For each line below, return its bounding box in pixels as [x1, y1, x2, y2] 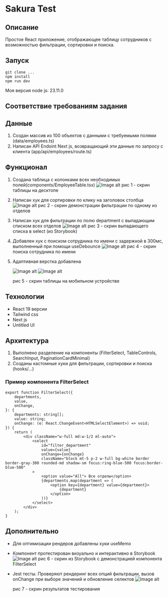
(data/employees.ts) [12, 138, 54, 144]
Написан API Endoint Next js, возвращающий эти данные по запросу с [12, 143, 163, 149]
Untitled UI [12, 322, 35, 328]
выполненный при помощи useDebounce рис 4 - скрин [12, 243, 156, 249]
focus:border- [133, 460, 163, 466]
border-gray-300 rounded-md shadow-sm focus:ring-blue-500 [5, 460, 132, 466]
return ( [14, 429, 33, 435]
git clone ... [5, 70, 35, 75]
